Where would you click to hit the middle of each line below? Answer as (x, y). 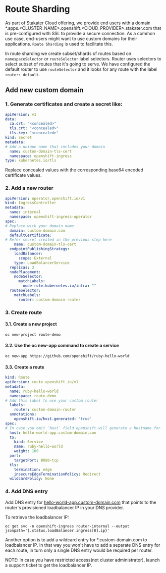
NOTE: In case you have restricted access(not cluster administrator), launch (83, 560)
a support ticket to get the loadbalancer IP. (49, 565)
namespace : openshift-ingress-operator (51, 217)
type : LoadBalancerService (42, 263)
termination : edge (33, 469)
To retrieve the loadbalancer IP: (37, 517)
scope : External (35, 258)
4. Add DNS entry (27, 491)
